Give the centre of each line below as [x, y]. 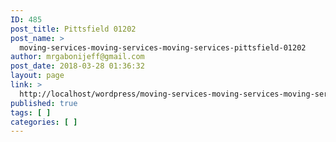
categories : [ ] [44, 122]
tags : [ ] [31, 112]
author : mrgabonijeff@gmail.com [77, 57]
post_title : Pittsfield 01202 [73, 29]
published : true [44, 103]
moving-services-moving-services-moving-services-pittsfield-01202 [163, 47]
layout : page [37, 76]
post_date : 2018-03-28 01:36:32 [77, 66]
